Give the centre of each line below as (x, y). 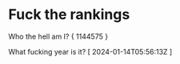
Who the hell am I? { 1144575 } (58, 36)
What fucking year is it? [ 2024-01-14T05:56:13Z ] (90, 51)
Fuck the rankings (69, 15)
